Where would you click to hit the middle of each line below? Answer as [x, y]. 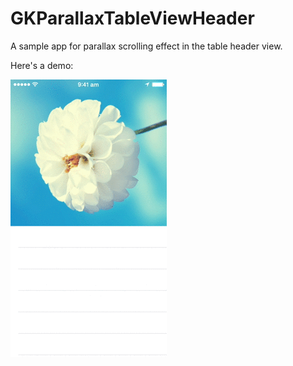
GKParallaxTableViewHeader [132, 18]
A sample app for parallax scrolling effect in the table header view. [146, 46]
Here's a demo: [42, 65]
